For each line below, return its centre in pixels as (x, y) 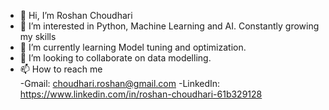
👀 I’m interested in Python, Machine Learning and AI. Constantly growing (169, 26)
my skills (38, 36)
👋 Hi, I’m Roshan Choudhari (76, 15)
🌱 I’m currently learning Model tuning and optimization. (133, 47)
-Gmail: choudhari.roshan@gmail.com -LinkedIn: (120, 83)
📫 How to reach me (61, 69)
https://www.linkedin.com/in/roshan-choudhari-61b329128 (141, 94)
